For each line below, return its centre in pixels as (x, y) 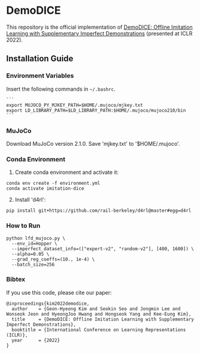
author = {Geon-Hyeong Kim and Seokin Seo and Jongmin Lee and (96, 309)
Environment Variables (40, 76)
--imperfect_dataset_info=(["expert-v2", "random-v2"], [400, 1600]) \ (103, 249)
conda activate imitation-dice (45, 189)
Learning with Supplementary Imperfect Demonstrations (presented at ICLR (99, 33)
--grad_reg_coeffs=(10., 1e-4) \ (53, 259)
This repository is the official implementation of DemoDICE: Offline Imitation (99, 27)
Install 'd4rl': (30, 200)
